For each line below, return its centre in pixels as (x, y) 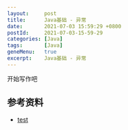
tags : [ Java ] (35, 45)
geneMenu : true (32, 52)
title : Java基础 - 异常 (47, 20)
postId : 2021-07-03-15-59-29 (55, 33)
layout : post (32, 13)
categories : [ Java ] (35, 39)
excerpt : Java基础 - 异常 (47, 58)
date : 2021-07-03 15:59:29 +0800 (64, 26)
